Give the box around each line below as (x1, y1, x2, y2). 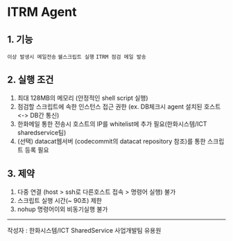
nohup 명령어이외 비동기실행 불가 (17, 205, 108, 213)
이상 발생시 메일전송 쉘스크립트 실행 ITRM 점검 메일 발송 (7, 53, 147, 60)
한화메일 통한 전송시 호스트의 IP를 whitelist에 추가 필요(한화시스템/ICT (17, 119, 207, 128)
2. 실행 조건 (7, 74, 54, 86)
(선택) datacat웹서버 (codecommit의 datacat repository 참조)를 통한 (17, 136, 206, 145)
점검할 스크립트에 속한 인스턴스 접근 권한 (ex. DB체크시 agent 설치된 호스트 (17, 102, 221, 111)
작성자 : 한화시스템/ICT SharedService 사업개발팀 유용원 (7, 226, 162, 234)
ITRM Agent (7, 4, 77, 20)
